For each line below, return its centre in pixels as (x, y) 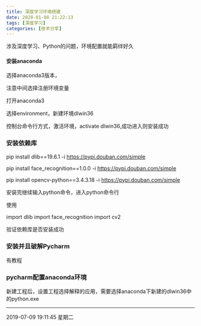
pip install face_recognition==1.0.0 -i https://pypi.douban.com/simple (91, 168)
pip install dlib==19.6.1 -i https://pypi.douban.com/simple (76, 157)
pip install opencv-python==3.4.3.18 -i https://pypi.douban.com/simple (93, 179)
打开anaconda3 (25, 101)
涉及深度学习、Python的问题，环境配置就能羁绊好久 (70, 46)
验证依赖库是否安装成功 (35, 229)
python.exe (25, 299)
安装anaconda (24, 61)
